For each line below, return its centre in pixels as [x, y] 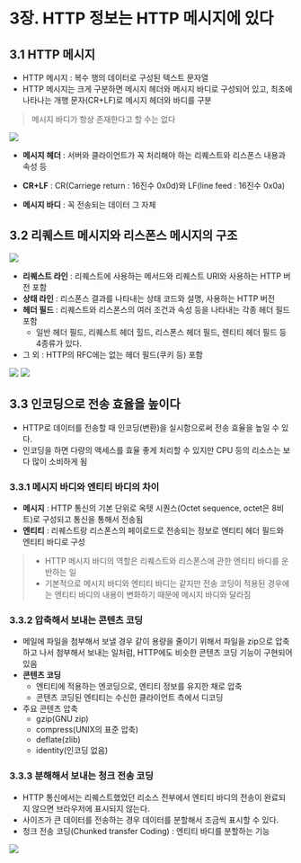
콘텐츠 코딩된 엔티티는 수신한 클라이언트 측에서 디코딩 [129, 698]
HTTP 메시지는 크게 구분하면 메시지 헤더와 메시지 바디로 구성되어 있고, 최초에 [157, 89]
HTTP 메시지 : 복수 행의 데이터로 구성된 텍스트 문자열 [115, 78]
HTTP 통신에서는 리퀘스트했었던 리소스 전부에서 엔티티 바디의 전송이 [142, 797]
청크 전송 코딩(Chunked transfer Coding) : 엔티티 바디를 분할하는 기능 [146, 831]
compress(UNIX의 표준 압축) [87, 730]
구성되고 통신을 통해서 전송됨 [93, 519]
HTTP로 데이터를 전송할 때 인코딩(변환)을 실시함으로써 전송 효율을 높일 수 [151, 427]
